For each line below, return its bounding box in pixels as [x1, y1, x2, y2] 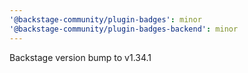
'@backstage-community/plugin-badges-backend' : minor [9, 24, 239, 34]
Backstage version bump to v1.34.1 [9, 51, 152, 63]
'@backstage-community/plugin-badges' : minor [9, 14, 202, 25]
